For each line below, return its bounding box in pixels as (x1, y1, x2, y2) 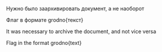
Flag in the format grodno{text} (6, 40, 82, 46)
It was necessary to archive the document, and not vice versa (6, 28, 157, 35)
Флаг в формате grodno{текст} (6, 17, 84, 23)
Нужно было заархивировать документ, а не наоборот (6, 5, 145, 12)
